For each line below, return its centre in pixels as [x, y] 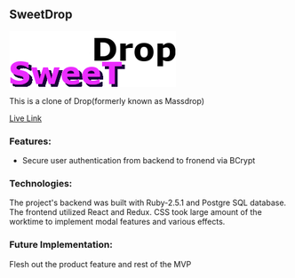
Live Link [26, 118]
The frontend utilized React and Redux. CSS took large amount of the [136, 212]
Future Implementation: [61, 245]
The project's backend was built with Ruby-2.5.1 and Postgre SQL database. [148, 203]
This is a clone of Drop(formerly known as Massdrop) [107, 100]
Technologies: [41, 184]
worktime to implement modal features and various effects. [117, 222]
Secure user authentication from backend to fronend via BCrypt [139, 161]
